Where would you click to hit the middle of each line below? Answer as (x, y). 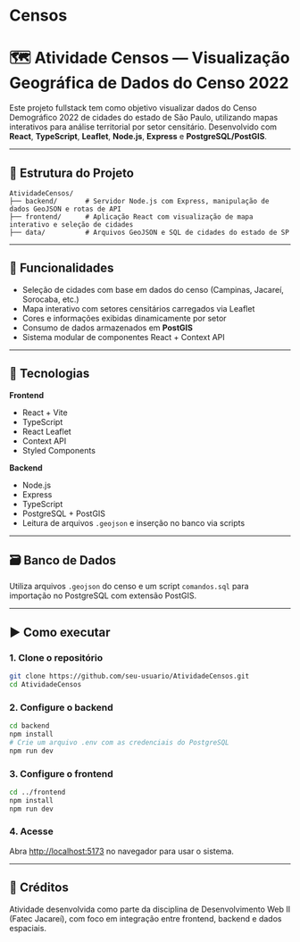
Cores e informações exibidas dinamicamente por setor (124, 318)
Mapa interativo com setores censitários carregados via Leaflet (138, 308)
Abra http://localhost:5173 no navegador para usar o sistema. (122, 851)
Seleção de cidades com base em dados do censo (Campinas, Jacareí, (153, 289)
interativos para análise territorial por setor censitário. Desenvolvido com (143, 127)
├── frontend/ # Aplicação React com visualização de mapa (131, 217)
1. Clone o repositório (56, 657)
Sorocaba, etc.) (50, 299)
